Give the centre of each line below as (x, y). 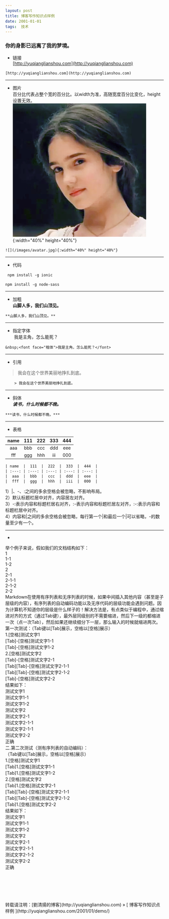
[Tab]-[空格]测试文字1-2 (30, 647)
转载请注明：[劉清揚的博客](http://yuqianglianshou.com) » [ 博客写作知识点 (83, 905)
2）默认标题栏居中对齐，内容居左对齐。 (46, 497)
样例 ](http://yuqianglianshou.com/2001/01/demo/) (58, 911)
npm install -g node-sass (32, 284)
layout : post (19, 11)
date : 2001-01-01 (23, 21)
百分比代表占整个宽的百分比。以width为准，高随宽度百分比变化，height (87, 94)
